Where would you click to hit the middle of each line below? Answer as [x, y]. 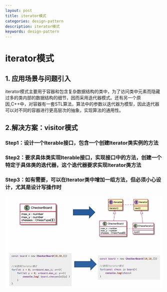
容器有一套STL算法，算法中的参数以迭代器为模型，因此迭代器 [96, 104]
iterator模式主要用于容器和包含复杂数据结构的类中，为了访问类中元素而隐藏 [83, 91]
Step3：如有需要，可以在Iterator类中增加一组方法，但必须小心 [81, 180]
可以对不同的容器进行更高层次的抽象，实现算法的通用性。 [64, 110]
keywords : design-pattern [32, 32]
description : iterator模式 [32, 26]
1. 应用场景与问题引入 [38, 78]
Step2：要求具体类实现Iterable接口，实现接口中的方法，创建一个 [83, 157]
